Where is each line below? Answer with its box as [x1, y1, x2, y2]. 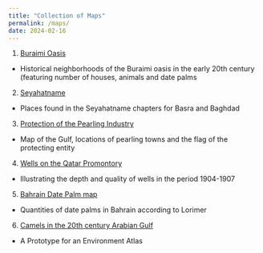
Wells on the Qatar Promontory [19, 159, 123, 168]
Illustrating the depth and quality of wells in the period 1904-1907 [19, 174, 235, 184]
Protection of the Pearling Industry [19, 119, 135, 129]
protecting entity [19, 143, 75, 153]
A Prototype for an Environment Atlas [19, 236, 143, 246]
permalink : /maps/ [8, 19, 70, 27]
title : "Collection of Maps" [8, 11, 106, 20]
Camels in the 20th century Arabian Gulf [19, 221, 154, 231]
